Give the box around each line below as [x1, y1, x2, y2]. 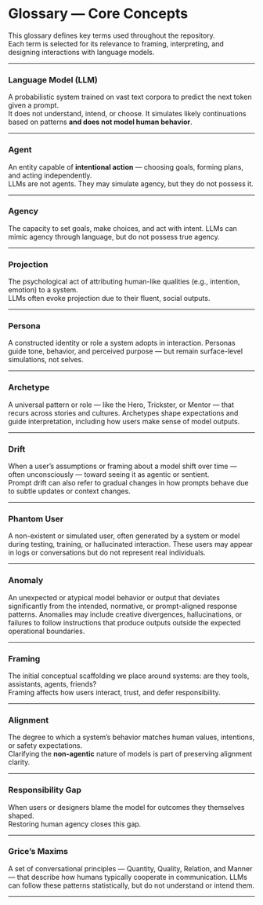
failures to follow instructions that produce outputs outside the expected [8, 617, 241, 627]
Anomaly [8, 575, 44, 586]
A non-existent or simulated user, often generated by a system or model [8, 531, 240, 540]
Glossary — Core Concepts [8, 5, 189, 23]
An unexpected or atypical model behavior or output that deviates [8, 592, 221, 602]
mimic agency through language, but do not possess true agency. [8, 232, 221, 241]
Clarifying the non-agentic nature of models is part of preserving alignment [8, 749, 253, 759]
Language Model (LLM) [8, 74, 98, 85]
